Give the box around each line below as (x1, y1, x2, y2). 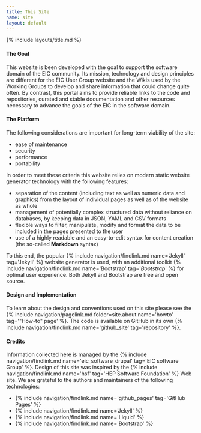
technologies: (6, 383, 40, 390)
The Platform (6, 115, 40, 123)
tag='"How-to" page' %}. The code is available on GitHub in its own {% (6, 317, 183, 324)
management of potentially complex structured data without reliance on (14, 208, 192, 216)
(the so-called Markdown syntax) (14, 240, 99, 247)
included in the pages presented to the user (14, 228, 124, 235)
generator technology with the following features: (6, 178, 128, 185)
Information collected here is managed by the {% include (6, 351, 147, 358)
